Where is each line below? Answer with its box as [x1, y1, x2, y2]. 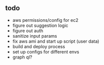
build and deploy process [12, 43, 65, 49]
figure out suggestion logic [12, 22, 69, 28]
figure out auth [12, 27, 44, 34]
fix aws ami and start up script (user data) [12, 38, 99, 44]
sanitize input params [12, 33, 57, 39]
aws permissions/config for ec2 [12, 17, 79, 23]
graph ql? [12, 54, 33, 60]
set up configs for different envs [12, 49, 79, 55]
